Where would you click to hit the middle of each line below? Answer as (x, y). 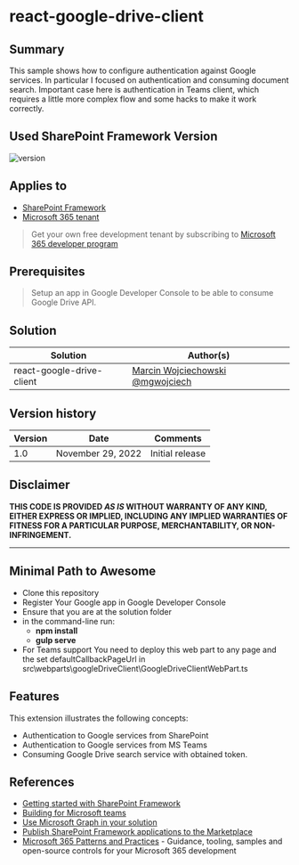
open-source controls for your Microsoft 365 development (129, 851)
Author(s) (209, 355)
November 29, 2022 (99, 453)
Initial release (178, 453)
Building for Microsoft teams (74, 813)
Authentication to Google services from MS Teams (114, 745)
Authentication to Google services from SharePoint (115, 735)
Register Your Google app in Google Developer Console (124, 602)
